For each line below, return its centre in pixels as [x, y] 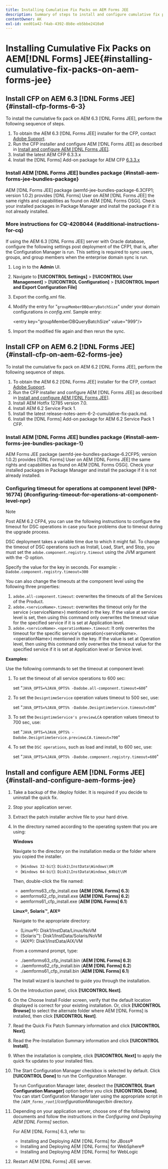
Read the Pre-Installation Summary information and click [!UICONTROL [86, 1041]
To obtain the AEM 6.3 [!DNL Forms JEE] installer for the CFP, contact [84, 133]
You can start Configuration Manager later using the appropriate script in [87, 1096]
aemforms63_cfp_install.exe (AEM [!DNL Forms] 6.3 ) [75, 891]
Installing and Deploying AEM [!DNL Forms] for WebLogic [79, 1152]
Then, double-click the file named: [48, 881]
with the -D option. [25, 558]
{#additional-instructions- [127, 224]
